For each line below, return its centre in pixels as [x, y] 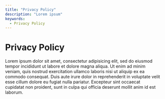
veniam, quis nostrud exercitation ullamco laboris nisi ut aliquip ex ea [75, 72]
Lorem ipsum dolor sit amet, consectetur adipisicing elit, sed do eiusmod [79, 61]
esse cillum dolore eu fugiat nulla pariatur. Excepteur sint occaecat [73, 82]
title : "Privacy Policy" [31, 10]
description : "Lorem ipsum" [34, 14]
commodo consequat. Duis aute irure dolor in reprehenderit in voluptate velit [82, 77]
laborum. [14, 92]
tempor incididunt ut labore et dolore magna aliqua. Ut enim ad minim [75, 66]
